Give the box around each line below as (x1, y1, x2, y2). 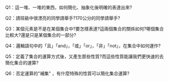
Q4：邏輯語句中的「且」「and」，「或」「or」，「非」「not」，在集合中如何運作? (5, 43, 161, 49)
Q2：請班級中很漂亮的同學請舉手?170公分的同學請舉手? (5, 15, 120, 21)
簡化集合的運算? (5, 60, 39, 65)
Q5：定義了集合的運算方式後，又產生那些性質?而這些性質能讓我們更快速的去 (5, 53, 164, 59)
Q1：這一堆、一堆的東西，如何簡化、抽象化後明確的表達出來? (5, 5, 132, 10)
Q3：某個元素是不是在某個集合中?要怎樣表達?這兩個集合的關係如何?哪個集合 (5, 26, 164, 32)
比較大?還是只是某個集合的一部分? (5, 32, 77, 38)
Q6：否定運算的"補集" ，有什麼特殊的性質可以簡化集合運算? (5, 70, 130, 76)
